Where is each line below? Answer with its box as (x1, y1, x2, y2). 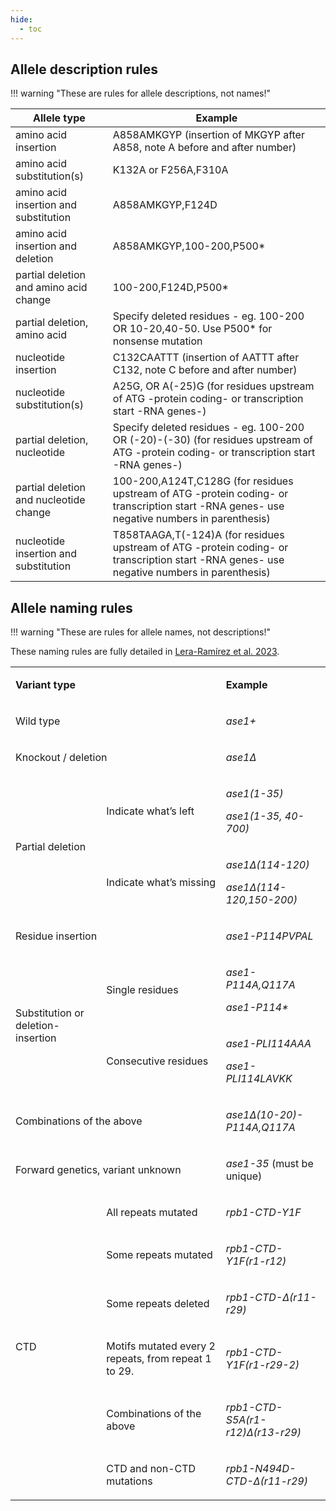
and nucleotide (15, 493, 86, 507)
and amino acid (15, 281, 88, 295)
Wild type (15, 714, 61, 728)
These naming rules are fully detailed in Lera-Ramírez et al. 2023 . (10, 646, 280, 658)
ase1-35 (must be (225, 1157, 314, 1171)
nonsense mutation (112, 334, 203, 348)
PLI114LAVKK (225, 1072, 293, 1086)
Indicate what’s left (106, 804, 195, 818)
